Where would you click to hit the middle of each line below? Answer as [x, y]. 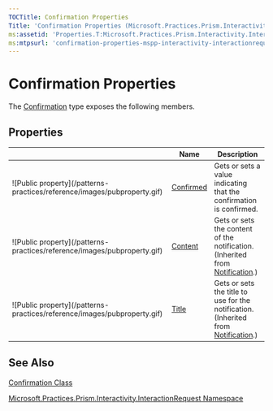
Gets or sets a [237, 166]
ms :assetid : [28, 34]
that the [227, 192]
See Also [31, 363]
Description [238, 154]
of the [224, 237]
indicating [231, 183]
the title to [231, 292]
